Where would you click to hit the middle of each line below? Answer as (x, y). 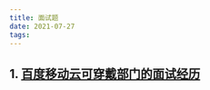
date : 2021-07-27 (42, 26)
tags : (20, 35)
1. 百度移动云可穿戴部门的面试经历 (105, 74)
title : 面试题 (34, 18)
